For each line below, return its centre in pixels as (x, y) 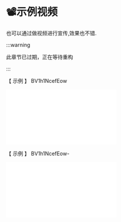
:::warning (18, 45)
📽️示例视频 (32, 12)
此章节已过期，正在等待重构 (40, 57)
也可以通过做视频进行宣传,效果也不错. (51, 33)
